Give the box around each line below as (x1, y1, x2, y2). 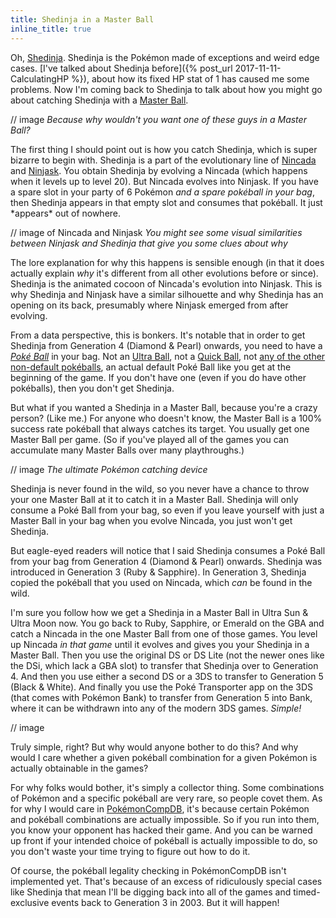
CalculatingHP (10, 72, 70, 85)
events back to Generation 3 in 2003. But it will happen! (51, 896, 280, 908)
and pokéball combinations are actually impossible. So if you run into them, (10, 813, 320, 825)
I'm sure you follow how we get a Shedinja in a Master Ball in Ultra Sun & (10, 606, 309, 618)
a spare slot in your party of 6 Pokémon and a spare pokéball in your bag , (10, 186, 315, 198)
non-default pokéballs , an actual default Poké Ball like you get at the (10, 361, 292, 373)
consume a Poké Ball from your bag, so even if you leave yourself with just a (10, 504, 325, 516)
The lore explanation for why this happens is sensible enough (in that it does (10, 256, 325, 268)
